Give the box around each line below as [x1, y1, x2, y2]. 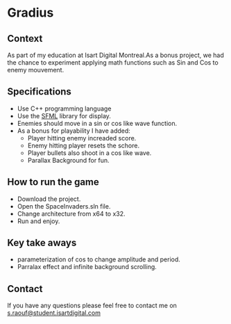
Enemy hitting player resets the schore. [27, 141, 140, 149]
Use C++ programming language [17, 104, 112, 113]
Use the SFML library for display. [17, 111, 111, 120]
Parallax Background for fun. [27, 156, 110, 164]
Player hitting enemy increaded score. [27, 133, 137, 142]
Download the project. [17, 195, 81, 203]
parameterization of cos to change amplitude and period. [17, 255, 180, 264]
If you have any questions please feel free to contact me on [7, 301, 177, 310]
